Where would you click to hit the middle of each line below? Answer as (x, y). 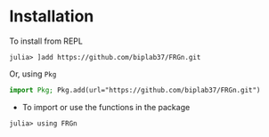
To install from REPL (46, 41)
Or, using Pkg (33, 74)
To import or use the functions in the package (106, 107)
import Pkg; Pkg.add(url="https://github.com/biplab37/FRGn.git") (135, 90)
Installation (52, 16)
